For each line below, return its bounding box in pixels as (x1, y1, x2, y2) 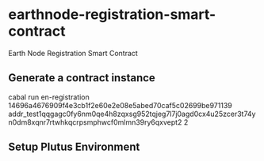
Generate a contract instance (8, 71, 156, 84)
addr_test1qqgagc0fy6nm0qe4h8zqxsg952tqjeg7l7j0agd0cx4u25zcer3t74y (8, 109, 256, 118)
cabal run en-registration (8, 92, 90, 102)
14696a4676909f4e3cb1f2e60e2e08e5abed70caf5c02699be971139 (8, 100, 232, 110)
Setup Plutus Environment (8, 140, 140, 154)
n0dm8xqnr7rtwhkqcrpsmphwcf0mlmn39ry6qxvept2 (8, 117, 182, 127)
